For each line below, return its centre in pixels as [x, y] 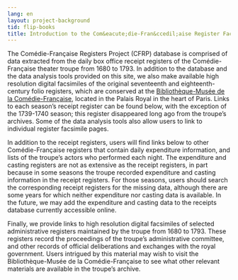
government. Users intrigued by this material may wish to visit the [103, 254]
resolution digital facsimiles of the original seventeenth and [93, 84]
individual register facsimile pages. [58, 129]
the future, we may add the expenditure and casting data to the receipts [112, 203]
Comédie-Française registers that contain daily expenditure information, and [119, 150]
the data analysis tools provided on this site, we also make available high [113, 76]
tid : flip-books [31, 27]
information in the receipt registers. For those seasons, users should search [118, 180]
